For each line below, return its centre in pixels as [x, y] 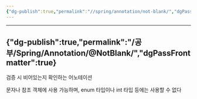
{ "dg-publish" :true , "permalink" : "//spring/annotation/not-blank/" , [90, 11]
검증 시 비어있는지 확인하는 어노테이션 [49, 77]
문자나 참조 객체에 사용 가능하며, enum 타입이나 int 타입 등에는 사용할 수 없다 [94, 90]
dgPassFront [167, 53]
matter [18, 63]
